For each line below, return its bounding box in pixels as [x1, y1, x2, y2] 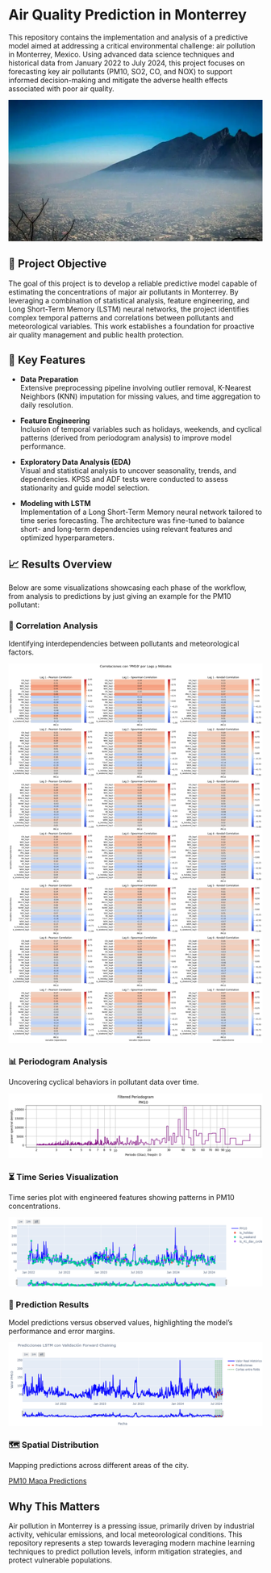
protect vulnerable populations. [8, 1555, 113, 1565]
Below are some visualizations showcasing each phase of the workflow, [8, 583, 248, 592]
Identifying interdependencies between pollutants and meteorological [8, 638, 240, 648]
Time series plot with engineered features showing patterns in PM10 [8, 1193, 236, 1203]
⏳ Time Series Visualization [8, 1172, 119, 1183]
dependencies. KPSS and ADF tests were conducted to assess [19, 475, 228, 484]
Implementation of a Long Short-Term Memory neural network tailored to [19, 507, 262, 517]
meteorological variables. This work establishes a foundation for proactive [8, 321, 255, 331]
